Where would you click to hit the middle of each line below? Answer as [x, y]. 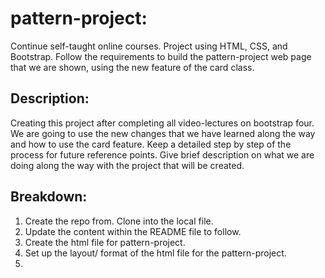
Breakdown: [49, 197]
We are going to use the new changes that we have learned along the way [163, 133]
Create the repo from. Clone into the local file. [119, 221]
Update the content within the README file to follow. [133, 231]
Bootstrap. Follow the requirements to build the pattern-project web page [161, 56]
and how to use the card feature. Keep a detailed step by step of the [151, 144]
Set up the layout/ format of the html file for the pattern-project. [155, 253]
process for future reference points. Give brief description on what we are [162, 154]
